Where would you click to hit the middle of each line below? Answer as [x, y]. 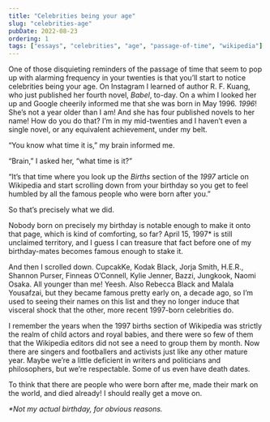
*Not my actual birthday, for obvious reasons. [86, 409]
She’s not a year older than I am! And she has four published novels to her [132, 112]
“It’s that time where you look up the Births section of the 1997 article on [129, 177]
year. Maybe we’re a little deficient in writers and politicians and [115, 360]
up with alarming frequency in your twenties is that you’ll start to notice [127, 78]
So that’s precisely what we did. [62, 210]
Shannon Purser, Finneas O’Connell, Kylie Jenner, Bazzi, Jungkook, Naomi [133, 276]
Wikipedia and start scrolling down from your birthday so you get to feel [129, 185]
